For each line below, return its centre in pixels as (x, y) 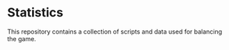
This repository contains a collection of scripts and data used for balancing (115, 32)
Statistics (35, 13)
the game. (22, 38)
